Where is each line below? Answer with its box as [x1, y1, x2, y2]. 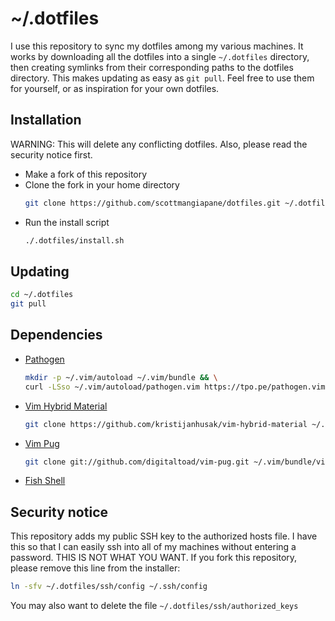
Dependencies [10, 327, 103, 344]
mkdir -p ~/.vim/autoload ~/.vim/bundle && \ [24, 372, 218, 382]
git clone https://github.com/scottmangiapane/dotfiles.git [24, 198, 281, 208]
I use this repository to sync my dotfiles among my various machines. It [10, 40, 304, 52]
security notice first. [10, 148, 93, 161]
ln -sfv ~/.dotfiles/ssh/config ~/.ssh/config [10, 582, 208, 592]
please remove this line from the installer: [10, 562, 181, 574]
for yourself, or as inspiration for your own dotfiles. [10, 82, 220, 94]
